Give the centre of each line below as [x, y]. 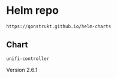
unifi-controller [28, 58]
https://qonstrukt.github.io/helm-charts [59, 26]
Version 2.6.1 [22, 70]
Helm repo [32, 10]
